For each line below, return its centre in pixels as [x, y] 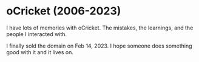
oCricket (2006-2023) [64, 11]
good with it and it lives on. [40, 52]
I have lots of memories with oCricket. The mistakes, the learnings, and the [100, 28]
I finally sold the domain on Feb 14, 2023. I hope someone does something [99, 46]
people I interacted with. [37, 34]
